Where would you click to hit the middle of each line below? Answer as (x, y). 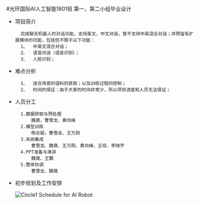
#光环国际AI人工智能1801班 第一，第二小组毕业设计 (69, 9)
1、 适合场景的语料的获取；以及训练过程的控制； (73, 84)
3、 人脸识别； (38, 59)
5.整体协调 (32, 165)
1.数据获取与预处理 (41, 114)
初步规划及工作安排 (39, 183)
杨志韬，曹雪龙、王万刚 (56, 133)
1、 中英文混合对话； (44, 47)
